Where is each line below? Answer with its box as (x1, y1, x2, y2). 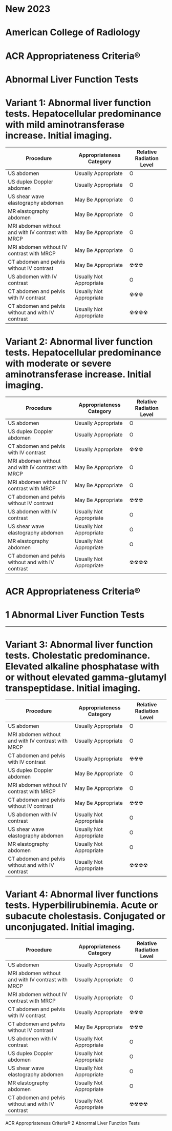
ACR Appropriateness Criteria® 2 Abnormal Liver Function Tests (5, 1120, 140, 1126)
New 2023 (5, 3, 51, 15)
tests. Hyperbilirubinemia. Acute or (5, 899, 158, 911)
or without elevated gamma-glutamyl (5, 671, 167, 683)
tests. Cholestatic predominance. (5, 649, 150, 661)
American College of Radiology (5, 27, 141, 38)
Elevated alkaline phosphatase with (5, 660, 160, 672)
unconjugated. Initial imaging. (5, 921, 135, 932)
